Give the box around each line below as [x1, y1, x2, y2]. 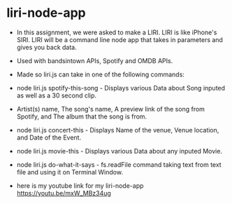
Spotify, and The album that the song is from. [16, 112, 147, 121]
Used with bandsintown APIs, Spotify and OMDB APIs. [16, 56, 173, 64]
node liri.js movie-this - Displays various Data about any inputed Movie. [16, 147, 223, 155]
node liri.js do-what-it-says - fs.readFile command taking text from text [16, 160, 222, 169]
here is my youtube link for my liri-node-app [16, 181, 144, 190]
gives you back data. [16, 43, 78, 51]
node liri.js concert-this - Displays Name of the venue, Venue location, [16, 125, 219, 134]
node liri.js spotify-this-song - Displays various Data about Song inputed [16, 83, 225, 92]
